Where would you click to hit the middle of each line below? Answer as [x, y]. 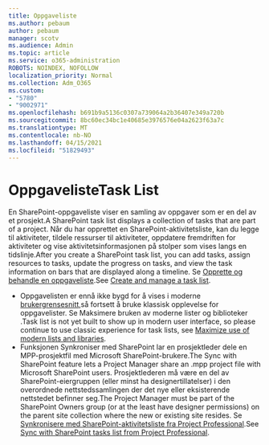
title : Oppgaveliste [43, 16]
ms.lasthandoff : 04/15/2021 [55, 143]
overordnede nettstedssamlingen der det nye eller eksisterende [125, 390]
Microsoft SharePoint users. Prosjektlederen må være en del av [124, 373]
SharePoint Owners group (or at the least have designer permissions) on [140, 407]
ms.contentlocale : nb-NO [50, 135]
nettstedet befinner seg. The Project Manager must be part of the [127, 398]
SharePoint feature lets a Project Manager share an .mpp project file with [140, 364]
